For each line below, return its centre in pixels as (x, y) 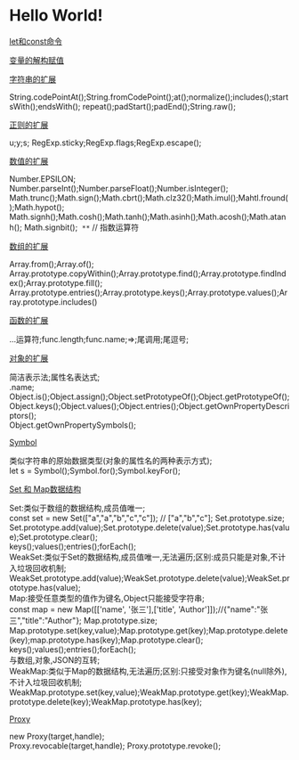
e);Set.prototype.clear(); (53, 536)
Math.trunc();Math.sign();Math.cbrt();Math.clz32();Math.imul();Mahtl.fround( (149, 198)
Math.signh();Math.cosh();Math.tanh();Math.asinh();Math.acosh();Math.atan (148, 217)
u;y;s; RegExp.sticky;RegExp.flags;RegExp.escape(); (105, 143)
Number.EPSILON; (43, 178)
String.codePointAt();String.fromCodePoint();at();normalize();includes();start (149, 97)
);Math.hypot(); (37, 207)
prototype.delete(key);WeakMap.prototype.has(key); (106, 701)
